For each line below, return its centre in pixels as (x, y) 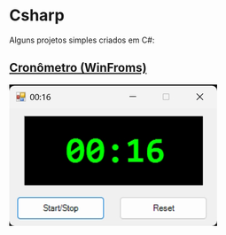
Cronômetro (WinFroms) (78, 68)
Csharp (37, 16)
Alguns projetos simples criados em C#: (82, 40)
